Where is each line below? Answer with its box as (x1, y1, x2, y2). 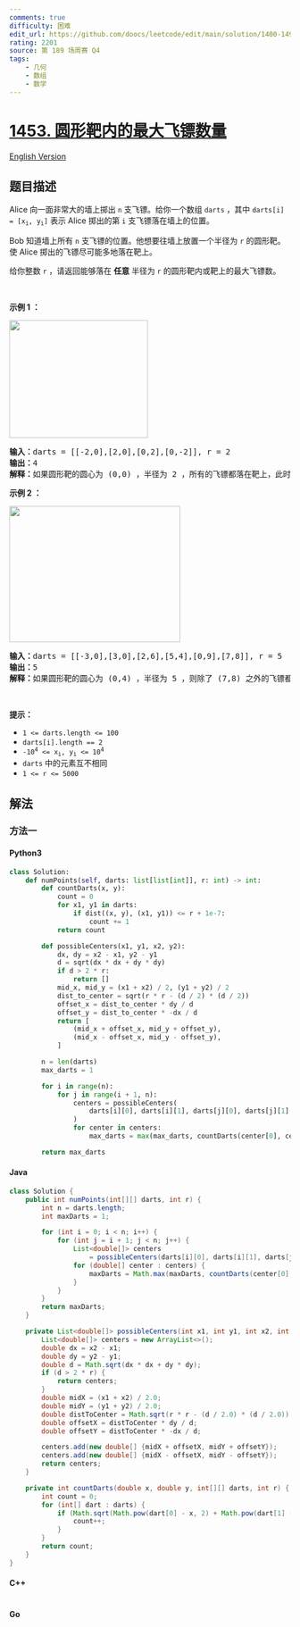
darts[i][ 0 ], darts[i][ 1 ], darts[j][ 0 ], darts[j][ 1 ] (88, 1106, 290, 1116)
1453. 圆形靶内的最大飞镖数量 (9, 121, 228, 141)
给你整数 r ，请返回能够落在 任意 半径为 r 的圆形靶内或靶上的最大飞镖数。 (9, 265, 281, 276)
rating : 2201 (9, 38, 58, 47)
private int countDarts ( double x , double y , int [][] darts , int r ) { (25, 1483, 290, 1492)
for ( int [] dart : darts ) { (41, 1500, 146, 1509)
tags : (9, 54, 29, 63)
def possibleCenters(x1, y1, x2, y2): (41, 941, 186, 951)
